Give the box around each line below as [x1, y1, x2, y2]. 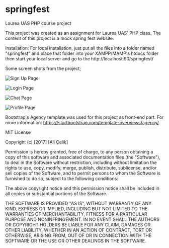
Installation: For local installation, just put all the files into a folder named [5, 45, 155, 51]
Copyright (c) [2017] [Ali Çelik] [5, 139, 68, 145]
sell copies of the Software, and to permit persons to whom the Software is [5, 170, 161, 176]
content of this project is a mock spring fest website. [5, 35, 114, 41]
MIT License [5, 129, 31, 135]
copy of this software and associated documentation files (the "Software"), [5, 154, 161, 160]
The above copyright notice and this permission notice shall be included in [5, 185, 159, 191]
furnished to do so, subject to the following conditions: [5, 175, 118, 182]
